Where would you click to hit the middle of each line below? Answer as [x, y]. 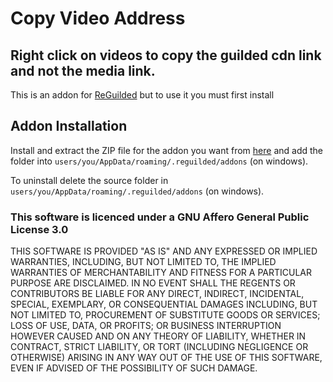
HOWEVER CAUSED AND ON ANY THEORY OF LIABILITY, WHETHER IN [158, 336]
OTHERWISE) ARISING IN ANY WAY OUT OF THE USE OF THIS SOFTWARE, [166, 358]
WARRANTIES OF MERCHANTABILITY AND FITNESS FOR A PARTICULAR [161, 273]
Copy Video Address [98, 18]
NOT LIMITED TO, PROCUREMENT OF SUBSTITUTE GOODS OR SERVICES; [165, 315]
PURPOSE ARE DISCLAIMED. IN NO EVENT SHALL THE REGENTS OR [153, 283]
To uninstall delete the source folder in [89, 180]
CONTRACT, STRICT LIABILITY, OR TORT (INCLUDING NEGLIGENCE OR [159, 347]
